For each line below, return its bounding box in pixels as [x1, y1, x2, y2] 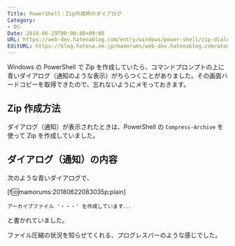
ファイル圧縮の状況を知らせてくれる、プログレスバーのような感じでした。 [7, 231, 222, 239]
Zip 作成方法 [7, 103, 61, 115]
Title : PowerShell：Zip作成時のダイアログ [7, 10, 122, 17]
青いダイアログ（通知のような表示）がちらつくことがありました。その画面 [7, 71, 222, 80]
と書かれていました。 [7, 216, 69, 224]
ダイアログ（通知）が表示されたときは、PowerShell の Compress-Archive [7, 122, 216, 131]
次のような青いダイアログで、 [7, 173, 93, 182]
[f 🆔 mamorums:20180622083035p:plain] [7, 187, 127, 196]
